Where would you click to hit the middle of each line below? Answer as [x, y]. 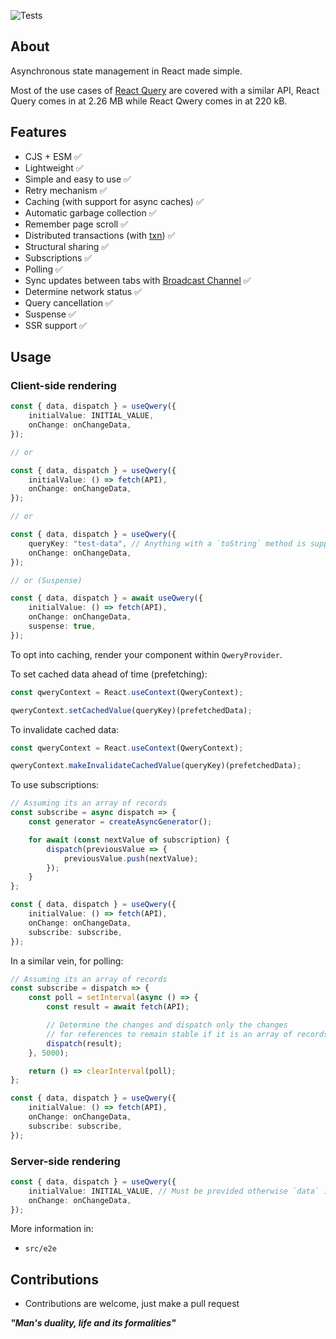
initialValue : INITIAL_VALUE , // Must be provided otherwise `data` [174, 1191]
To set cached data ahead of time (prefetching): [109, 674]
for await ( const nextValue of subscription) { [129, 840]
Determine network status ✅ [83, 291]
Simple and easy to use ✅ [78, 179]
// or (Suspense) [46, 580]
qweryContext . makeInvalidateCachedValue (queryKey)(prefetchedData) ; [156, 766]
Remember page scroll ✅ [76, 224]
